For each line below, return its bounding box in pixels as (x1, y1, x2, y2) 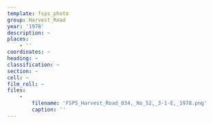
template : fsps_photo (7, 10, 69, 17)
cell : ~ (7, 74, 30, 81)
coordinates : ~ (7, 49, 51, 56)
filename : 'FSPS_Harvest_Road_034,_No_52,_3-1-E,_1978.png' (32, 100, 208, 107)
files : (7, 87, 26, 94)
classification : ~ (7, 61, 60, 68)
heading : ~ (7, 55, 38, 62)
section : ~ (7, 68, 38, 74)
